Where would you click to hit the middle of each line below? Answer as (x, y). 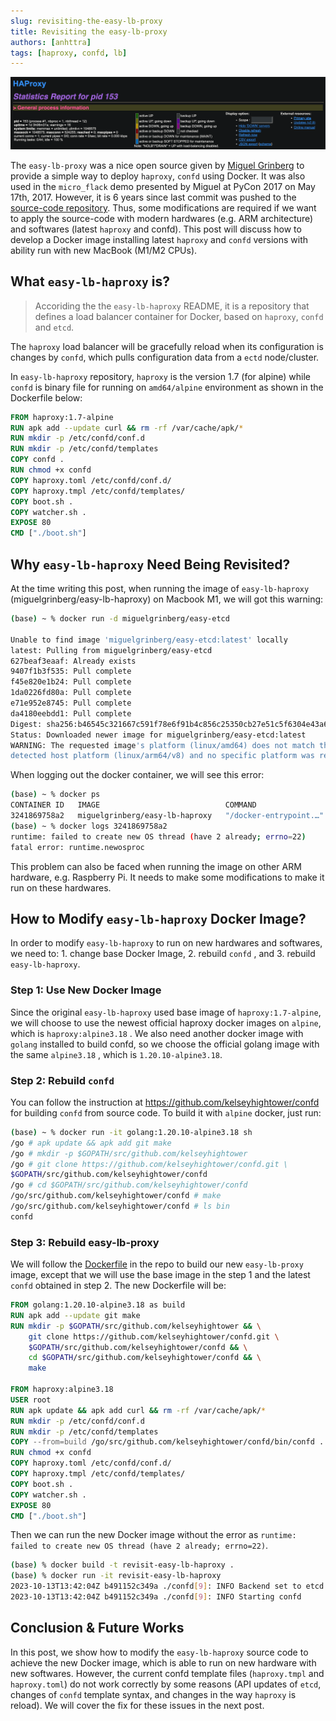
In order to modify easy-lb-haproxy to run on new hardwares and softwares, (166, 943)
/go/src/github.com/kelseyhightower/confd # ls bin (120, 1206)
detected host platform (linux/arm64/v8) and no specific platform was (162, 756)
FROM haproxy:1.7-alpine (62, 417)
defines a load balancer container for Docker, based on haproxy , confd (179, 316)
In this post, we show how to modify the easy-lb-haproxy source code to (159, 1652)
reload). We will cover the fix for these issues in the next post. (137, 1705)
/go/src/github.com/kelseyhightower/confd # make (116, 1196)
